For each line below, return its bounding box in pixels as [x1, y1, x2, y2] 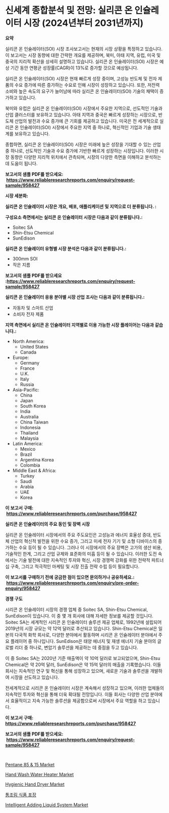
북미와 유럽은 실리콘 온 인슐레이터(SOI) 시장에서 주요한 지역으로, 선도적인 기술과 [5, 105, 163, 111]
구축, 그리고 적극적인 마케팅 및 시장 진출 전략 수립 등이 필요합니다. [10, 563, 140, 569]
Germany [20, 360, 39, 366]
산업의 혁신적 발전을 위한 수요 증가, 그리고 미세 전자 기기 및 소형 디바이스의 [10, 538, 157, 544]
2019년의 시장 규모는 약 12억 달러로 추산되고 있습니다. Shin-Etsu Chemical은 [5, 625, 157, 631]
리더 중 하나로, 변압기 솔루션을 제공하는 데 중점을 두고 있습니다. [14, 644, 138, 650]
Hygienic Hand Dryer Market [5, 781, 65, 787]
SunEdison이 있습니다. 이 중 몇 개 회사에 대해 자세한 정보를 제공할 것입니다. [5, 612, 154, 618]
